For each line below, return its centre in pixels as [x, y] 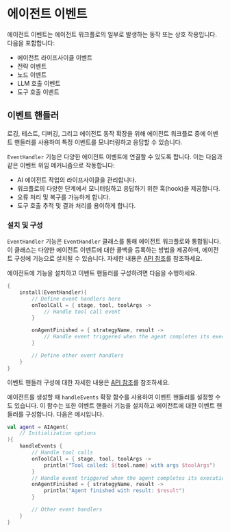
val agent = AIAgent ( [38, 427]
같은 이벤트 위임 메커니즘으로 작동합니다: [61, 165]
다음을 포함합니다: [31, 43]
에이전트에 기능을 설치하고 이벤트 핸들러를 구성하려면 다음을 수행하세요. [102, 273]
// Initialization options [58, 433]
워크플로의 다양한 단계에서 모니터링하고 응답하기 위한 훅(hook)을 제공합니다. [118, 188]
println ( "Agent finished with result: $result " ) [114, 491]
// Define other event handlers [78, 355]
